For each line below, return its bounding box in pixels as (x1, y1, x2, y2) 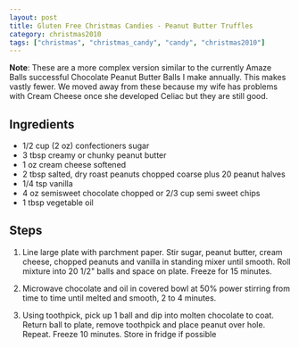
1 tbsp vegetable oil (21, 197, 94, 208)
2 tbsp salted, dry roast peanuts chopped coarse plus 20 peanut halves (21, 169, 286, 179)
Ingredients (9, 117, 75, 132)
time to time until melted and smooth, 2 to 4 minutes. (21, 292, 217, 303)
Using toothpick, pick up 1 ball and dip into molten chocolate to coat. (21, 310, 275, 320)
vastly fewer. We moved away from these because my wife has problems (9, 81, 278, 92)
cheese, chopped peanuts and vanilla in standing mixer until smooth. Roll (21, 256, 291, 267)
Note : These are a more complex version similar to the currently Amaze (9, 62, 272, 73)
